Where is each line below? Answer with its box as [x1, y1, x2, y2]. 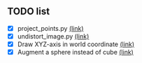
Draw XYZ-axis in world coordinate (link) [17, 40, 135, 48]
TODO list [7, 6, 50, 17]
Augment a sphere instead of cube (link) [17, 48, 134, 56]
